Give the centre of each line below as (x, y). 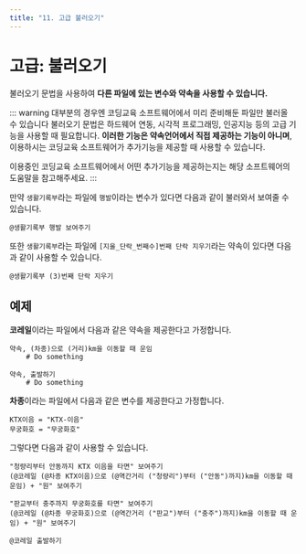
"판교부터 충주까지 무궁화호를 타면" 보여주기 (81, 504)
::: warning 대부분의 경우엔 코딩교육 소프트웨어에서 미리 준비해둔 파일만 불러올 (149, 112)
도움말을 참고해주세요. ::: (53, 177)
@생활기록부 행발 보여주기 (50, 228)
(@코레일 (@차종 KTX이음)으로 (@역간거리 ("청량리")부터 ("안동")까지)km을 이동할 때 (151, 476)
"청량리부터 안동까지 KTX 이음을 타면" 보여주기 (86, 467)
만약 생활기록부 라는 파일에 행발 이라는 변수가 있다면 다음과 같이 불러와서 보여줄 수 (149, 197)
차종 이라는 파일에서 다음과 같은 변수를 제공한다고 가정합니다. (117, 401)
